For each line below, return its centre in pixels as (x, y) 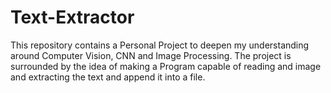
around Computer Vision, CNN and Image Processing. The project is (151, 55)
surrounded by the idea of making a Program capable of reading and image (166, 66)
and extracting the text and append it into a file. (108, 77)
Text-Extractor (72, 17)
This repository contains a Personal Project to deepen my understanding (160, 45)
